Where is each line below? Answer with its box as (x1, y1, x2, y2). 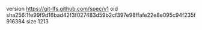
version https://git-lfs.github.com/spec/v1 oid (6, 5, 118, 12)
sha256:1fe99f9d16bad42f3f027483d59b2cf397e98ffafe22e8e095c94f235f (6, 11, 196, 19)
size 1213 (26, 18, 49, 25)
